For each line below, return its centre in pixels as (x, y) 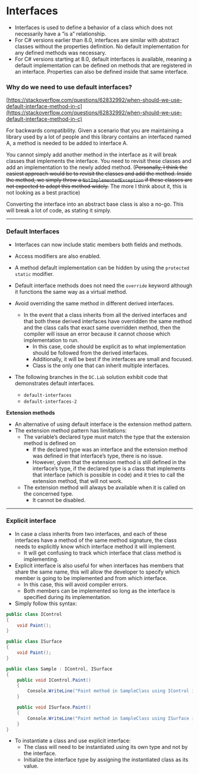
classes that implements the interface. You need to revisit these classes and (99, 161)
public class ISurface (34, 642)
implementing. (41, 559)
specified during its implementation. (67, 597)
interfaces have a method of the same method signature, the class (96, 540)
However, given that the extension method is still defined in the (109, 462)
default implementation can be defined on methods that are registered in (103, 65)
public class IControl (34, 614)
